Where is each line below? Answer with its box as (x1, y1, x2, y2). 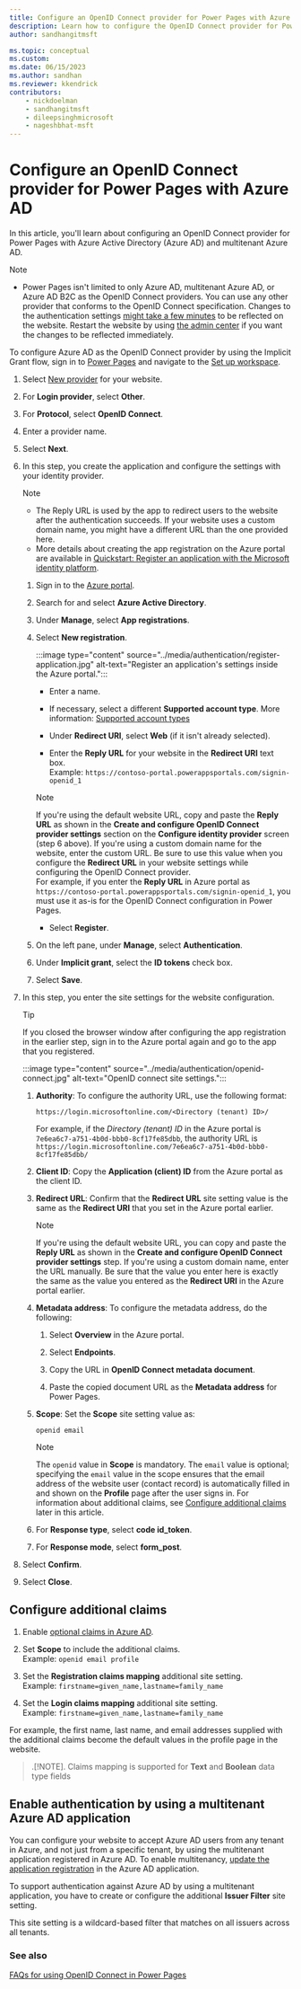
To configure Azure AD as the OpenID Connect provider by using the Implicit (9, 347, 291, 358)
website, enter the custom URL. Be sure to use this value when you (35, 848, 284, 859)
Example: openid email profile (21, 1653, 140, 1664)
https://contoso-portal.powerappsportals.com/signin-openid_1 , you (35, 886, 291, 897)
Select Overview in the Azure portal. (48, 1330, 185, 1340)
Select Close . (21, 1577, 73, 1587)
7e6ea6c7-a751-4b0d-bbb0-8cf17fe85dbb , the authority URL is (35, 1133, 258, 1144)
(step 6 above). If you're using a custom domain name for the (35, 838, 262, 849)
